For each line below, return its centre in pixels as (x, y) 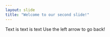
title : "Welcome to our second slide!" (47, 15)
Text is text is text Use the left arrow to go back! (55, 29)
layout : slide (20, 10)
